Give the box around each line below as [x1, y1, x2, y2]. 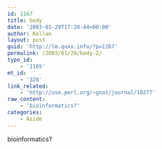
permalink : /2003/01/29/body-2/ [7, 50, 102, 57]
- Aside [20, 115, 42, 122]
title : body [7, 17, 42, 24]
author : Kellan [7, 30, 52, 37]
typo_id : [7, 56, 33, 64]
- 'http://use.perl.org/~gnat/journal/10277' [20, 89, 156, 96]
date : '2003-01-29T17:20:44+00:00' [7, 23, 112, 30]
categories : [7, 109, 42, 116]
